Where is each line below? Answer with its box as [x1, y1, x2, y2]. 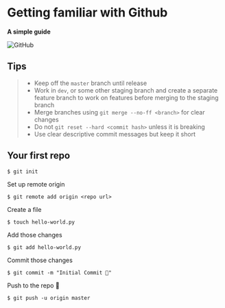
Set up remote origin [7, 180, 65, 188]
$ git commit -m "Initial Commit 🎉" [7, 269, 112, 276]
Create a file [7, 205, 42, 213]
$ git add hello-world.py [7, 244, 81, 251]
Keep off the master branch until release [34, 79, 147, 87]
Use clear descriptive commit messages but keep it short [34, 130, 196, 138]
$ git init [7, 168, 38, 175]
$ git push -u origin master [7, 294, 91, 301]
